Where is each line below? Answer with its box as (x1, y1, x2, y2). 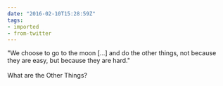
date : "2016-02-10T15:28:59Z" (7, 10, 96, 17)
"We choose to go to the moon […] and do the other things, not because (7, 49, 217, 57)
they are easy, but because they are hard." (7, 57, 130, 65)
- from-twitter (7, 29, 52, 37)
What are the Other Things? (7, 71, 88, 80)
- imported (7, 23, 39, 30)
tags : (7, 17, 23, 24)
